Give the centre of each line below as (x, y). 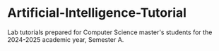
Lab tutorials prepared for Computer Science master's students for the (110, 32)
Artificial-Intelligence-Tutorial (97, 13)
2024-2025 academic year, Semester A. (66, 39)
